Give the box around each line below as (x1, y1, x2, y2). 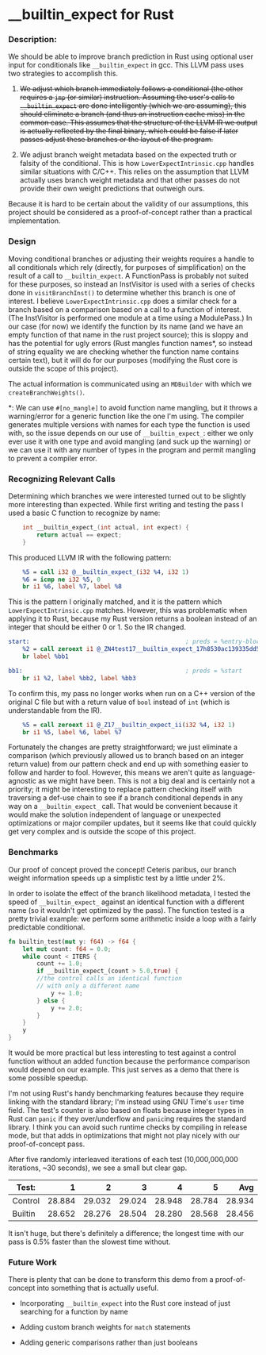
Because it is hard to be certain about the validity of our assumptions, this (8, 199, 249, 209)
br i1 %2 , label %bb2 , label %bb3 (22, 674, 136, 682)
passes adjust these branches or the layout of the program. (19, 135, 214, 144)
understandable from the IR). (8, 705, 102, 715)
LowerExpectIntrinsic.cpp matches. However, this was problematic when (8, 606, 248, 615)
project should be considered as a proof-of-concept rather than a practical (8, 208, 253, 217)
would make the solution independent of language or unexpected (8, 810, 222, 819)
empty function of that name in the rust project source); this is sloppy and (8, 329, 249, 339)
